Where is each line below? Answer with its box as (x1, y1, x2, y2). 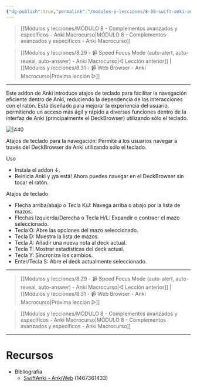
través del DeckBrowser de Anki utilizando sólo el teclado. (6, 144, 147, 151)
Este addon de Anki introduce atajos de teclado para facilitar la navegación (6, 89, 187, 96)
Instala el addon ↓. (14, 166, 60, 174)
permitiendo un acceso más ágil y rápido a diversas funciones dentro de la (6, 108, 186, 115)
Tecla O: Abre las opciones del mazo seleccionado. (14, 226, 139, 233)
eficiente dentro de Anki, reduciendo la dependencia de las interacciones (6, 95, 183, 103)
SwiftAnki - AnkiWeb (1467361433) (23, 374, 108, 381)
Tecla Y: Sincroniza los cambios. (14, 251, 93, 259)
